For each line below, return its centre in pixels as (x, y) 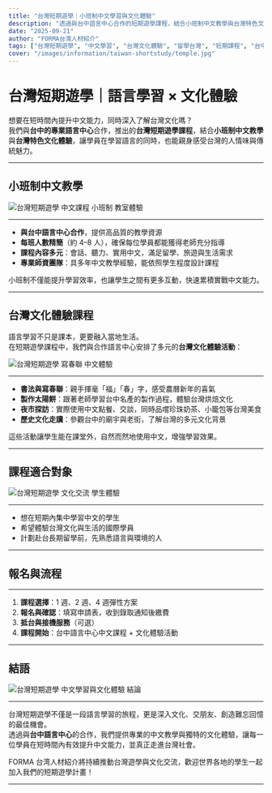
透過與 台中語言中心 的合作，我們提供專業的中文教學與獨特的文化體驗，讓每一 (136, 734)
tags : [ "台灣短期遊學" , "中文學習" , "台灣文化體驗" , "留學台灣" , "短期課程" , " (132, 46)
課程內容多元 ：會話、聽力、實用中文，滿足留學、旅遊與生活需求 (126, 252)
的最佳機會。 (30, 724)
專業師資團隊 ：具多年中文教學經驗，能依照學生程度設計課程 (119, 262)
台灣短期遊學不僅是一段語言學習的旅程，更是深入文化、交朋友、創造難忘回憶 (136, 714)
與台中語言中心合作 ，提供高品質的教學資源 (91, 232)
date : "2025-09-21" (41, 31)
